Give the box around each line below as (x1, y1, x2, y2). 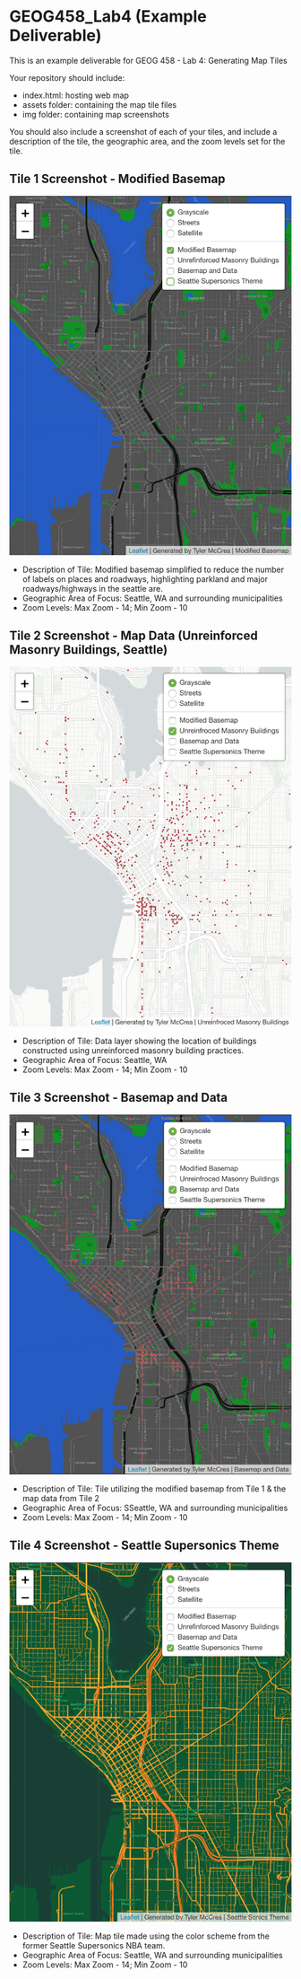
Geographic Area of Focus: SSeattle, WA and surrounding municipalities (21, 1502, 288, 1513)
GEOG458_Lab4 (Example (9, 6, 208, 27)
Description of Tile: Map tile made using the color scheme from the (21, 1931, 271, 1941)
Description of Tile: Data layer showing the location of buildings (21, 1035, 257, 1046)
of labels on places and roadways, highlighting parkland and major (21, 574, 269, 585)
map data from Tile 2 (21, 1492, 100, 1503)
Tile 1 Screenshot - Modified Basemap (9, 172, 226, 187)
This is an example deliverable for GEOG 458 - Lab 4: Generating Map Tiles (9, 55, 288, 66)
